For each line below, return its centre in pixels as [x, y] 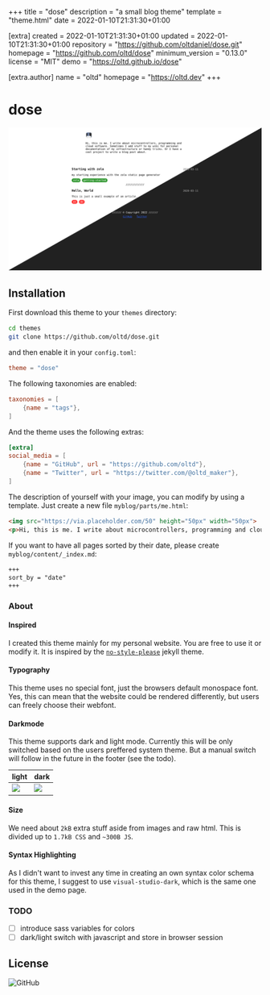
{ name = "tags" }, [52, 408]
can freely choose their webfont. [62, 705]
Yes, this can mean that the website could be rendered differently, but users [134, 696]
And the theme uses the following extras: [76, 431]
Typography [29, 670]
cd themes [25, 329]
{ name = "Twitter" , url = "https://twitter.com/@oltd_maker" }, [131, 473]
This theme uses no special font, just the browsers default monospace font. [133, 688]
